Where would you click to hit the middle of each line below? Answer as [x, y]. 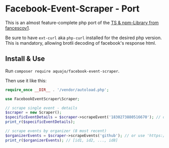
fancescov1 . [18, 28]
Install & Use [25, 59]
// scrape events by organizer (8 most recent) [56, 131]
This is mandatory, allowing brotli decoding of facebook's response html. [81, 43]
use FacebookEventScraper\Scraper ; [43, 99]
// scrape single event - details [41, 108]
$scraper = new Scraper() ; [33, 113]
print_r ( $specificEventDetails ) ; [40, 122]
